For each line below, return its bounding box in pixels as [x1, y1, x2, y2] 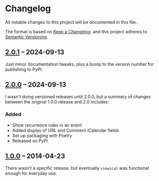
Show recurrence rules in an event [12, 122, 82, 128]
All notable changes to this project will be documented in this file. [5, 19, 137, 25]
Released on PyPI [12, 138, 48, 144]
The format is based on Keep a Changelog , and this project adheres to [5, 28, 147, 34]
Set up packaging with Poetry [12, 132, 73, 138]
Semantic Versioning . [5, 34, 48, 40]
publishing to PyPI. [5, 66, 43, 72]
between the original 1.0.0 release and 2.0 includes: [5, 99, 109, 104]
